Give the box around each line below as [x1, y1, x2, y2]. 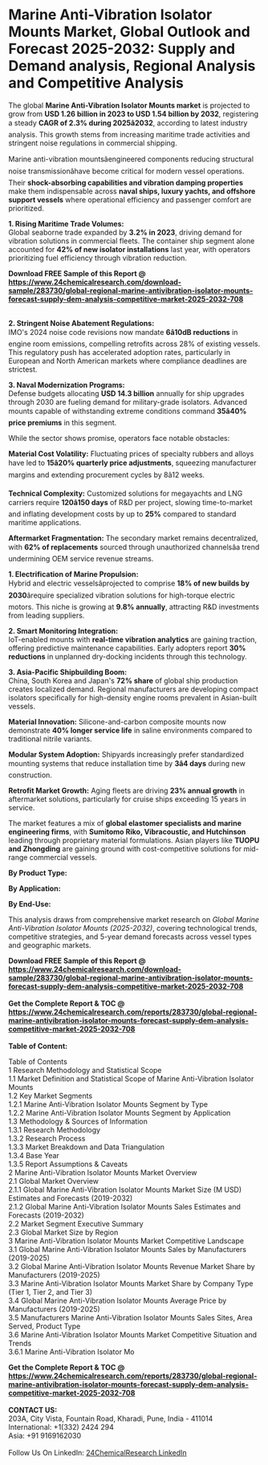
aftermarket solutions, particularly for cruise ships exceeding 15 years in [8, 794, 247, 804]
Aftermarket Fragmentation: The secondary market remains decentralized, [8, 533, 258, 543]
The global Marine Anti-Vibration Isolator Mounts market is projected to [8, 100, 250, 110]
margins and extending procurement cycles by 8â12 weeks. [8, 470, 205, 479]
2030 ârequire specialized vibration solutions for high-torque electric [8, 590, 235, 600]
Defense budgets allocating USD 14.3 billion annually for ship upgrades [8, 388, 245, 398]
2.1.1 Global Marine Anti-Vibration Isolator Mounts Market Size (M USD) [8, 1185, 242, 1194]
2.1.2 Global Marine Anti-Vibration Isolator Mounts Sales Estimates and [8, 1202, 241, 1211]
